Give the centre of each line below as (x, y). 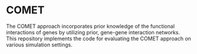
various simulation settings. (39, 45)
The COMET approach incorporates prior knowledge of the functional (91, 26)
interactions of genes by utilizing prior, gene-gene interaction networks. (93, 32)
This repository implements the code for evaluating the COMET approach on (98, 38)
